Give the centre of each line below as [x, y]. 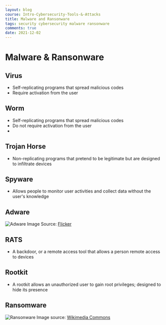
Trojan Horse [26, 147]
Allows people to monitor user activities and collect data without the [82, 191]
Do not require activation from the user [52, 126]
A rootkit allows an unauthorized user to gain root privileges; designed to [86, 284]
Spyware [19, 179]
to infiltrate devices [32, 164]
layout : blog [19, 10]
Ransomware [26, 305]
